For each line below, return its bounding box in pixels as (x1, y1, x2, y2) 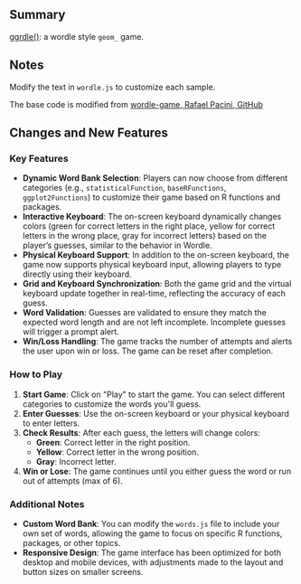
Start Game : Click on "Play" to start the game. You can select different (22, 389, 286, 400)
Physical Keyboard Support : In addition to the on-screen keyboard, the (22, 250, 289, 260)
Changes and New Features (9, 126, 169, 141)
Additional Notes (9, 497, 85, 510)
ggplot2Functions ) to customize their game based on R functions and (22, 192, 280, 203)
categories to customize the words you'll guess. (22, 398, 202, 410)
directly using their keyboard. (22, 268, 133, 279)
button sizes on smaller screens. (22, 566, 144, 577)
